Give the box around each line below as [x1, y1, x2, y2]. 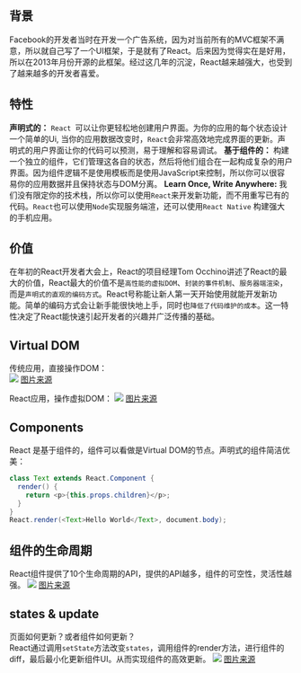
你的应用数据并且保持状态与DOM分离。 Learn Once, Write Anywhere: [16, 178, 278, 189]
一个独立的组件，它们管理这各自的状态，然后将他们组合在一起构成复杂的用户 [9, 155, 293, 166]
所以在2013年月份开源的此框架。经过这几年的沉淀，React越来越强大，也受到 [9, 57, 293, 67]
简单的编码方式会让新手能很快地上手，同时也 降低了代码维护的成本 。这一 [24, 300, 281, 311]
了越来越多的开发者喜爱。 [9, 67, 104, 78]
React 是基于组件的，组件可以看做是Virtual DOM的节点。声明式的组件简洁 [9, 445, 283, 456]
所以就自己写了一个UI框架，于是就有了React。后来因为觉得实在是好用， [24, 45, 290, 56]
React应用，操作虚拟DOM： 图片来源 [9, 394, 157, 404]
